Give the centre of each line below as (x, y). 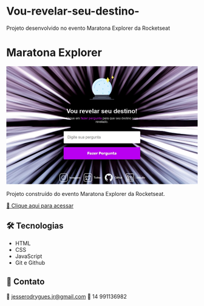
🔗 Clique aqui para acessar (40, 206)
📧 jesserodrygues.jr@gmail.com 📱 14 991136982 (67, 296)
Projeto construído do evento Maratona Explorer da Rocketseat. (86, 194)
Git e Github (30, 262)
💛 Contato (25, 282)
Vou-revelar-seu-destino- (73, 11)
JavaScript (29, 256)
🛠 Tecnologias (35, 225)
